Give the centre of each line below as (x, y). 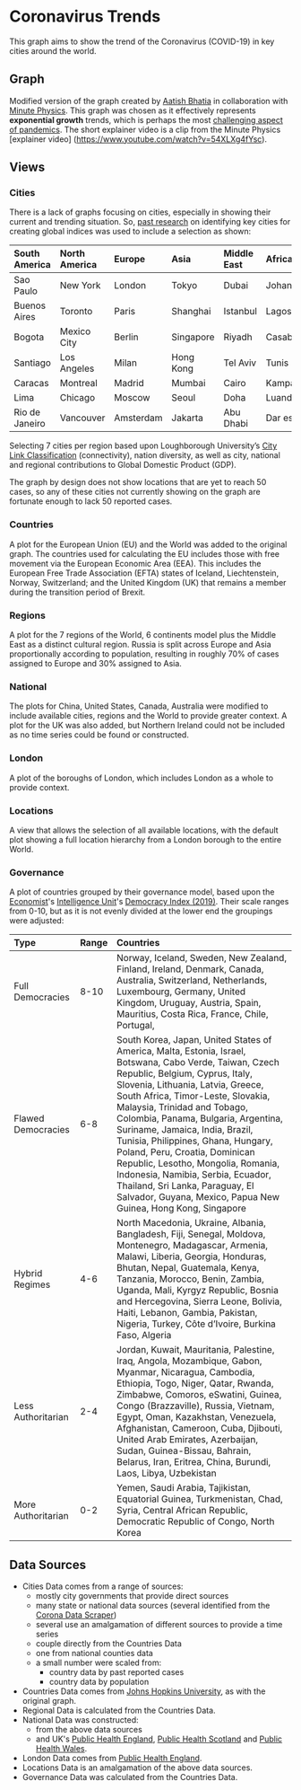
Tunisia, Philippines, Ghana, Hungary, (194, 1141)
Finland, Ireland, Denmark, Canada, (190, 969)
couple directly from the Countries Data (108, 1644)
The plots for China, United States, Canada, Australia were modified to (139, 706)
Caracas (31, 384)
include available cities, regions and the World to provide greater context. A (148, 716)
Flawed (29, 1118)
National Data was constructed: (80, 1720)
